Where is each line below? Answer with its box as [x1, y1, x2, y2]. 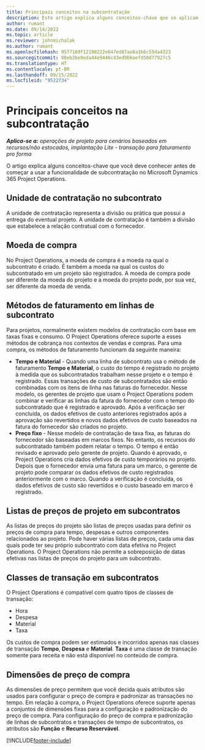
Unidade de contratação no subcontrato [6, 193, 162, 203]
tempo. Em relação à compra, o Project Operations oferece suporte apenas [6, 698, 196, 706]
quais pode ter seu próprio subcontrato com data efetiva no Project [6, 541, 176, 549]
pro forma [6, 150, 32, 158]
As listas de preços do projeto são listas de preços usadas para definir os [6, 522, 192, 530]
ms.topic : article [6, 32, 53, 38]
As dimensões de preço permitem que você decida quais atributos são [6, 686, 185, 693]
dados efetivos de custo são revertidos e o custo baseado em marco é [15, 481, 193, 489]
